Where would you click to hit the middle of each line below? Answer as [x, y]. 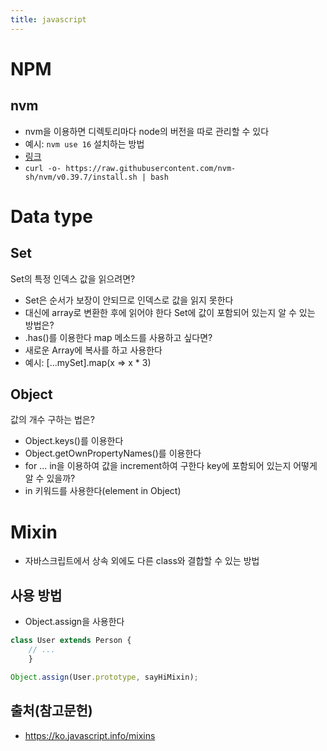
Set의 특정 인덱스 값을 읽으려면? [73, 278]
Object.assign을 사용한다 [74, 622]
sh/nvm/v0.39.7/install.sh [81, 177]
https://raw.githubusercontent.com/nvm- [151, 168]
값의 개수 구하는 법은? [52, 420]
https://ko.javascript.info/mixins [90, 735]
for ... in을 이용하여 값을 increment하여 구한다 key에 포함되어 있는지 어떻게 [171, 466]
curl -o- [43, 168]
